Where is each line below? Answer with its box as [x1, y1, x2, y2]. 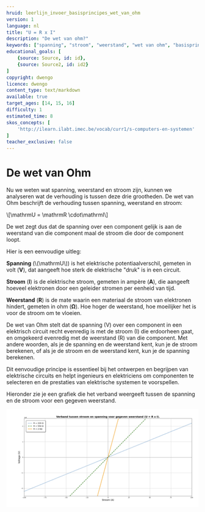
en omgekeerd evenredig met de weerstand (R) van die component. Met [6, 334, 188, 342]
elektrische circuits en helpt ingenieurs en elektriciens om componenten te [6, 372, 194, 379]
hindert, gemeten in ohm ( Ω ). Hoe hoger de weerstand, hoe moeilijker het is [6, 303, 196, 310]
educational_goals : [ [6, 49, 62, 55]
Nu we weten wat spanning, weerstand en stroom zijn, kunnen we [6, 187, 172, 194]
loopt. [6, 236, 21, 243]
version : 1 [6, 16, 34, 23]
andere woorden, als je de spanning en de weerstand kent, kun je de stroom [6, 341, 198, 348]
